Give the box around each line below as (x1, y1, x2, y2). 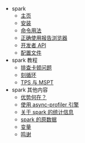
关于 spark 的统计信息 (20, 109, 74, 115)
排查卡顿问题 (20, 64, 52, 71)
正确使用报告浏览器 (20, 34, 68, 41)
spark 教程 (11, 56, 38, 63)
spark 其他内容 (11, 86, 48, 93)
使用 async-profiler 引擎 (20, 101, 79, 108)
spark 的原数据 (20, 116, 57, 123)
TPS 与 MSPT (20, 79, 54, 85)
